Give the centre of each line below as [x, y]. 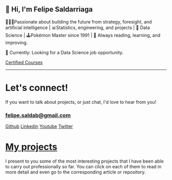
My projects [31, 147]
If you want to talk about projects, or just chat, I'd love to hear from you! [81, 102]
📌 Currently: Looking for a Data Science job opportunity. [64, 52]
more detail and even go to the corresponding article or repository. [76, 172]
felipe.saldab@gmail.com [38, 115]
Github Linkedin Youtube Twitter [39, 126]
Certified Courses [24, 62]
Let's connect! [37, 88]
